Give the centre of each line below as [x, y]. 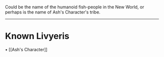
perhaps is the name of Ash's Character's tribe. [53, 12]
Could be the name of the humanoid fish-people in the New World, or [75, 7]
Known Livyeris [37, 36]
